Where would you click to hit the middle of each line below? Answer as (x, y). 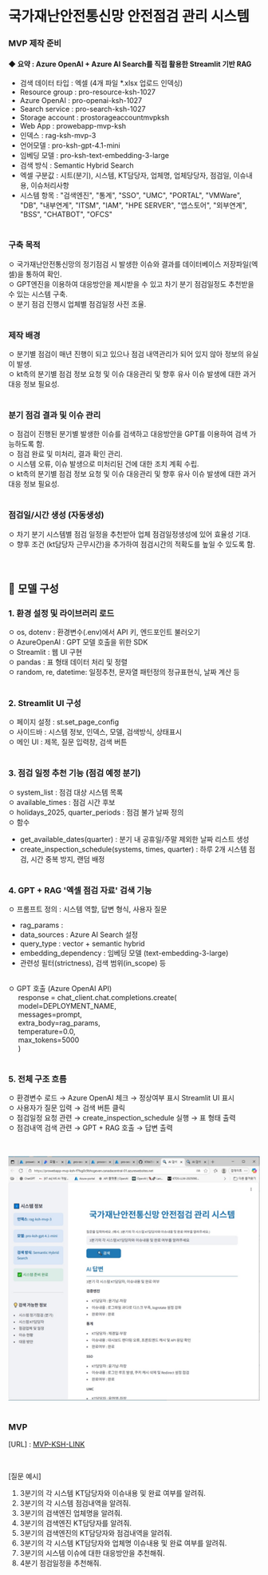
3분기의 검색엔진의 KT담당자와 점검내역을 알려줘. (96, 1533)
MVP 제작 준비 (35, 43)
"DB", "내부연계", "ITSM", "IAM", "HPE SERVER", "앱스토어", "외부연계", (133, 205)
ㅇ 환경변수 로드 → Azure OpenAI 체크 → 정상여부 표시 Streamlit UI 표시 (122, 1098)
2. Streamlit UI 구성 (45, 704)
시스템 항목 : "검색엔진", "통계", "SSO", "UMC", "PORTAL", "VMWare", (130, 196)
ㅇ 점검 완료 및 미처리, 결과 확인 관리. (65, 454)
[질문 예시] (25, 1476)
